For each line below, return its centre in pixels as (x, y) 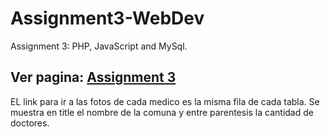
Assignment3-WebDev (107, 18)
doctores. (30, 123)
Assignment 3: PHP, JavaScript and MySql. (99, 46)
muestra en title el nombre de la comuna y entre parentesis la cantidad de (162, 112)
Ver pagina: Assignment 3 (93, 77)
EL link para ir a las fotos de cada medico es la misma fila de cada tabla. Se (165, 101)
